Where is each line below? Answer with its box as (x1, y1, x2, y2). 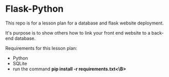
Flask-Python (5, 3, 64, 15)
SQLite (12, 60, 27, 66)
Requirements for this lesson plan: (5, 45, 77, 51)
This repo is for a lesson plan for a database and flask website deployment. (5, 20, 164, 26)
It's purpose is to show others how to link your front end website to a (5, 30, 151, 36)
